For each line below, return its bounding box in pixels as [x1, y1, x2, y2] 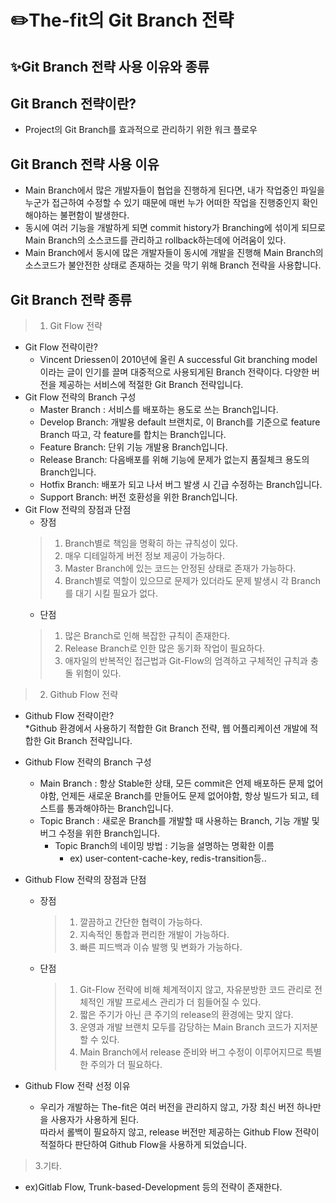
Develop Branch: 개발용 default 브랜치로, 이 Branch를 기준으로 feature [39, 416, 321, 428]
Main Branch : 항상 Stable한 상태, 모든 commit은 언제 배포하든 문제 [39, 777, 305, 790]
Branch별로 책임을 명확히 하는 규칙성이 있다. [64, 537, 239, 550]
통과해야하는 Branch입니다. [66, 802, 174, 815]
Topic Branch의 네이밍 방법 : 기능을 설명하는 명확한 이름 [54, 840, 275, 852]
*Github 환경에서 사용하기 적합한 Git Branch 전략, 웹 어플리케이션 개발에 [24, 722, 308, 735]
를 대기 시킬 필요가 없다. [64, 587, 158, 600]
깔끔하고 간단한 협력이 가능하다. [79, 916, 203, 928]
